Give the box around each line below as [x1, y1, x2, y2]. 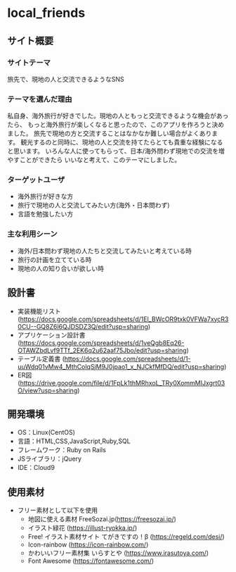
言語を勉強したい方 [17, 210, 74, 218]
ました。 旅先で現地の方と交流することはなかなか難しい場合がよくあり [7, 129, 212, 138]
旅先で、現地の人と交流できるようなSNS [7, 75, 124, 83]
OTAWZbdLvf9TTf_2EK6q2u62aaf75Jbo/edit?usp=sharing [17, 346, 188, 354]
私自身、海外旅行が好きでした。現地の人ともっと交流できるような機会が [7, 111, 216, 120]
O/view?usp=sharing [17, 386, 78, 394]
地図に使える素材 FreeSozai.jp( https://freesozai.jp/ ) [27, 515, 177, 523]
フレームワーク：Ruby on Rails [17, 446, 107, 454]
